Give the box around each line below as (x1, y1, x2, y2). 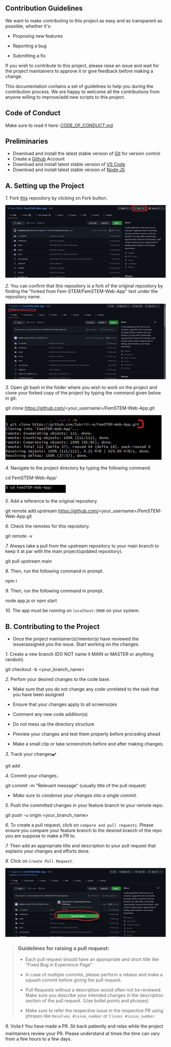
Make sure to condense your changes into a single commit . (12, 792, 137, 798)
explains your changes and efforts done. (5, 848, 90, 855)
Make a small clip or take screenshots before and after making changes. (12, 741, 164, 747)
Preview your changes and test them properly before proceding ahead (12, 731, 160, 737)
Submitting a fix (12, 52, 46, 59)
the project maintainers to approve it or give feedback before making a (5, 68, 154, 74)
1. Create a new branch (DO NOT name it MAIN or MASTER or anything (5, 651, 154, 657)
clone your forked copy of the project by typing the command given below (5, 390, 161, 396)
